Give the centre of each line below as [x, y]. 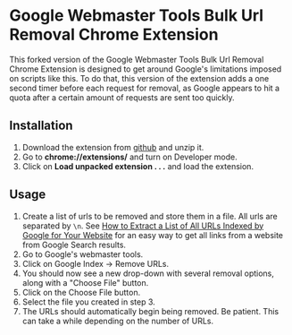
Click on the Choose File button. [81, 292]
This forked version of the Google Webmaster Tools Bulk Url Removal [137, 59]
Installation [41, 126]
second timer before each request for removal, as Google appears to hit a [144, 88]
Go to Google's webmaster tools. [83, 254]
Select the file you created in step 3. [89, 302]
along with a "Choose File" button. [85, 282]
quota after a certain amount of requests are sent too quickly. [122, 97]
